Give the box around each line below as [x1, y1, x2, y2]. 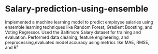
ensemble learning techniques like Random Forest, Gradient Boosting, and [5, 24, 153, 30]
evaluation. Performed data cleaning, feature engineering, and [5, 34, 129, 40]
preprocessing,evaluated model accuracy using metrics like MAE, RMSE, [5, 39, 150, 45]
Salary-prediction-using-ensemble [5, 3, 149, 14]
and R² [5, 44, 18, 50]
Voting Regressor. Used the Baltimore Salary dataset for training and [5, 29, 141, 35]
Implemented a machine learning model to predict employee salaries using [5, 19, 154, 25]
